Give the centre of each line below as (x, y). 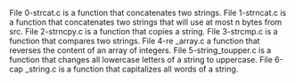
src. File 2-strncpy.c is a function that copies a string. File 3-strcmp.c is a (143, 31)
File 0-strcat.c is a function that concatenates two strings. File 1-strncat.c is (148, 13)
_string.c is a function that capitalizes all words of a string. (132, 69)
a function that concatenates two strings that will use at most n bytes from (146, 22)
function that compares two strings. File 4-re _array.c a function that (135, 41)
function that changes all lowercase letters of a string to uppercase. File (141, 60)
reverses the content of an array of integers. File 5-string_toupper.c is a (140, 50)
